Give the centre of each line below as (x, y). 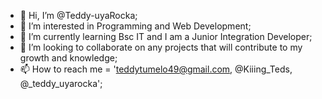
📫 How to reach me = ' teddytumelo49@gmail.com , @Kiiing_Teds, (156, 69)
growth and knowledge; (68, 58)
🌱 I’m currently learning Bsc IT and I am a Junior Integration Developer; (166, 36)
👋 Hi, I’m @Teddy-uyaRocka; (78, 15)
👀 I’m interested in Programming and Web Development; (135, 26)
